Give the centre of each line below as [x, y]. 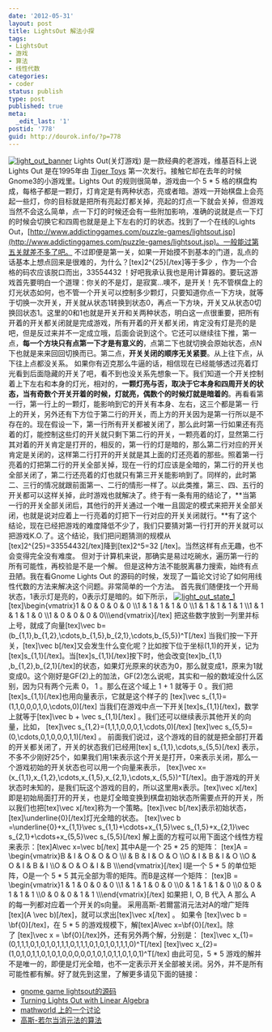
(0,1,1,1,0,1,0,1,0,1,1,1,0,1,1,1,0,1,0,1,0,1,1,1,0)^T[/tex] [85, 944]
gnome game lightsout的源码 [68, 991]
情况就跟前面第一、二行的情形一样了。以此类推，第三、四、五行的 [153, 485]
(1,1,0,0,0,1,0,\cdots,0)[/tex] [53, 706]
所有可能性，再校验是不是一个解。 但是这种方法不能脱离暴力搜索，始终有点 [134, 566]
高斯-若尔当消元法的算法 [61, 1020]
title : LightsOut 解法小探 [51, 31]
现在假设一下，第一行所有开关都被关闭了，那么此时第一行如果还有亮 [150, 424]
